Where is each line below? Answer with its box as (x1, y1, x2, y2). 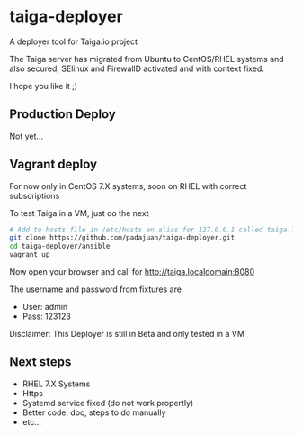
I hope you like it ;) (9, 80, 78, 91)
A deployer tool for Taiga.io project (9, 36, 138, 47)
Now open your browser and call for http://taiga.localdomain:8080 (9, 267, 255, 277)
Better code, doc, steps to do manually (22, 407, 166, 418)
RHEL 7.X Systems (22, 378, 91, 389)
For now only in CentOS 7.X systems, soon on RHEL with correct (9, 180, 247, 191)
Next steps (9, 354, 72, 370)
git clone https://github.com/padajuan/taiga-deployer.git (9, 233, 235, 242)
